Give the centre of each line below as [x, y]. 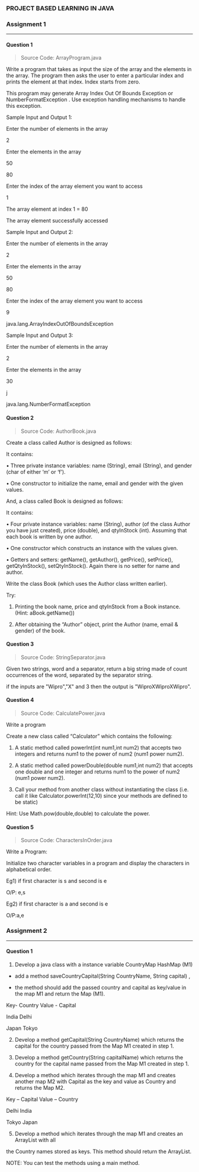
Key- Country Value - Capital [41, 1005]
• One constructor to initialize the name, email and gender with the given [95, 483]
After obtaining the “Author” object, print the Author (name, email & [97, 624]
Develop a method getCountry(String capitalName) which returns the [99, 1057]
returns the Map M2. [40, 1087]
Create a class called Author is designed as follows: [69, 442]
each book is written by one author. [49, 537]
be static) [26, 802]
